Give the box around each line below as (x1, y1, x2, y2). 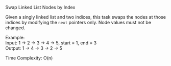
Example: (5, 35, 25, 40)
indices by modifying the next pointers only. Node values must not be (5, 20, 152, 25)
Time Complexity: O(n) (5, 55, 53, 61)
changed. (5, 25, 26, 31)
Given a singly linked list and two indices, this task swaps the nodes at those (5, 14, 166, 20)
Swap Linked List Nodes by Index (5, 5, 76, 10)
